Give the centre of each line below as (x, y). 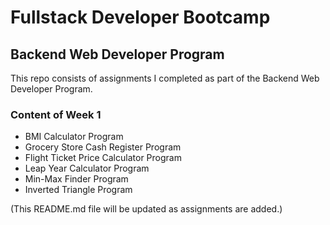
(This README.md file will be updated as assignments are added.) (146, 209)
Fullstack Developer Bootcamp (140, 17)
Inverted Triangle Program (78, 190)
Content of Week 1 (56, 114)
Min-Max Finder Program (76, 179)
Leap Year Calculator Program (87, 168)
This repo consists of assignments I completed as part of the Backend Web (165, 78)
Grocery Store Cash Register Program (103, 147)
